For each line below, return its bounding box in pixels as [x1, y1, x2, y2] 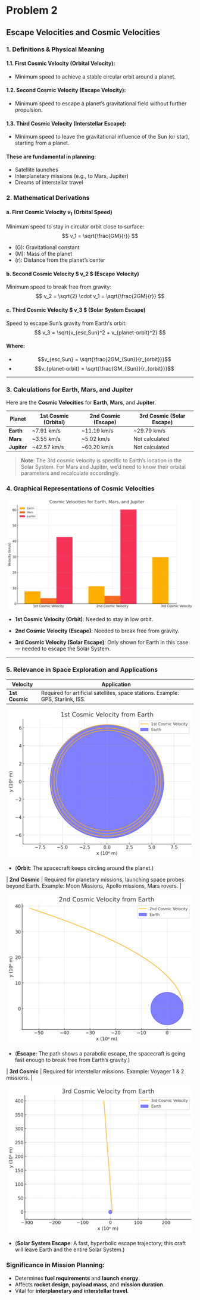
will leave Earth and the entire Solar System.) [14, 1246, 125, 1253]
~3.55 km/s [32, 436, 61, 443]
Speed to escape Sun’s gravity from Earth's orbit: [6, 319, 127, 327]
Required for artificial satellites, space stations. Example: [40, 690, 179, 697]
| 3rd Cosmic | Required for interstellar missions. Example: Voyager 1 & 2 [6, 1068, 185, 1075]
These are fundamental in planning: [6, 153, 96, 160]
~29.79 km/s [133, 427, 165, 434]
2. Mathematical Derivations [6, 194, 90, 202]
